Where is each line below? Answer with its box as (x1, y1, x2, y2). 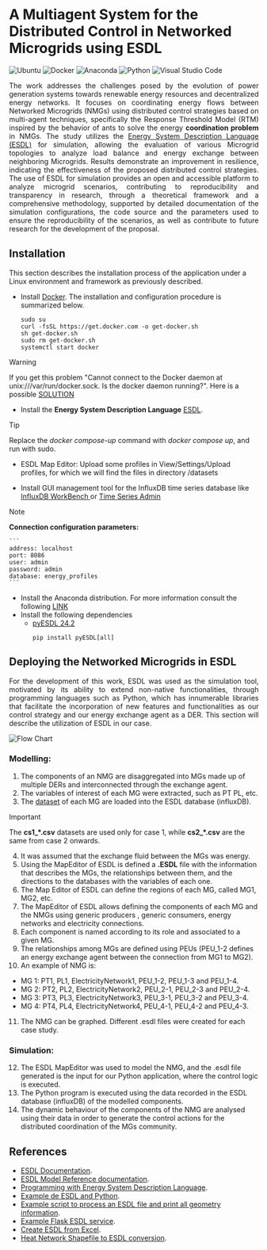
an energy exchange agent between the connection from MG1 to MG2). (20, 952, 254, 961)
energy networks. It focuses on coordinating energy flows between (9, 97, 259, 107)
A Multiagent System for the (9, 6, 199, 24)
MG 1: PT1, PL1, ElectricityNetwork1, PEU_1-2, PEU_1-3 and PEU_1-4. (20, 976, 239, 985)
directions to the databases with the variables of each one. (20, 876, 213, 885)
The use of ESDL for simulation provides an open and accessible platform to (9, 173, 259, 183)
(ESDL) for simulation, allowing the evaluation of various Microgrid (9, 140, 259, 149)
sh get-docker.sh (20, 329, 78, 338)
